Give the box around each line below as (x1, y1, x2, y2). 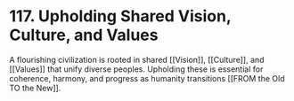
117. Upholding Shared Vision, (9, 6, 232, 27)
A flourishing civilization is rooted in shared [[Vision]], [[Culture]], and (9, 54, 265, 65)
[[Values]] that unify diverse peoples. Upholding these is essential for (9, 64, 264, 74)
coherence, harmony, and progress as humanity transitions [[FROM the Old (9, 73, 285, 83)
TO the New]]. (9, 82, 61, 93)
